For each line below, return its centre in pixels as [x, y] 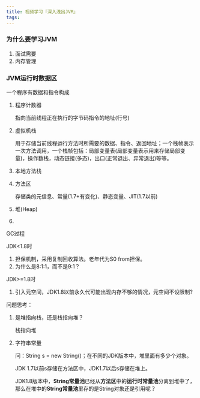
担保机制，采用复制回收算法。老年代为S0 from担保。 [80, 259]
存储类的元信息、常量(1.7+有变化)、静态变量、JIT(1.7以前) [86, 197]
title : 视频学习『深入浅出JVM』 [42, 12]
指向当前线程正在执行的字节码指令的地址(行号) [72, 118]
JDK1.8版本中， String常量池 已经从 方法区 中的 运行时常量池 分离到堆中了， [105, 381]
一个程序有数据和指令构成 [38, 92]
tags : [13, 17]
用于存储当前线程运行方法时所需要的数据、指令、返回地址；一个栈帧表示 [104, 143]
